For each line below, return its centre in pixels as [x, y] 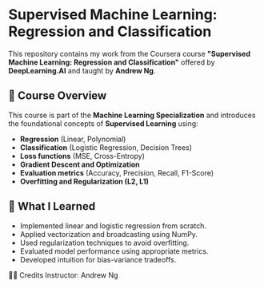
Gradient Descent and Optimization [80, 164]
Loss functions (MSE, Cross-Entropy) [82, 156]
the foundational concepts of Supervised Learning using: [103, 123]
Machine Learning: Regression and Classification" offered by [112, 62]
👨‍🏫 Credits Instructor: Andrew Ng [63, 275]
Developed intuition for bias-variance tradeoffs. [98, 259]
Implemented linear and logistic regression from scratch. [113, 226]
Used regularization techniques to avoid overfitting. [104, 243]
